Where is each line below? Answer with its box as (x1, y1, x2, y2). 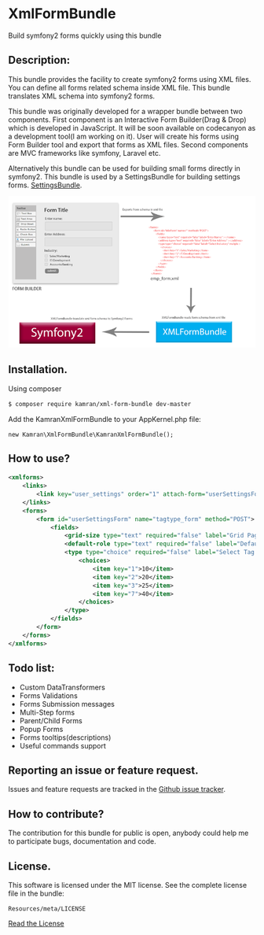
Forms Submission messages (19, 699, 115, 708)
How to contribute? (8, 807, 104, 821)
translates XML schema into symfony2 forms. (8, 91, 156, 101)
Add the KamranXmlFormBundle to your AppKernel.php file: (8, 414, 202, 423)
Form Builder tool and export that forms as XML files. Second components (8, 139, 249, 150)
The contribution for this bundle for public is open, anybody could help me (8, 828, 249, 838)
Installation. (8, 363, 68, 376)
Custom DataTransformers (19, 682, 106, 692)
